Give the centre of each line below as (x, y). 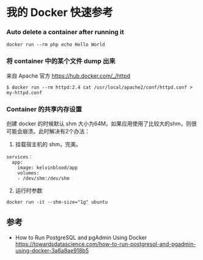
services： (20, 157)
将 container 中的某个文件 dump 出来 (61, 61)
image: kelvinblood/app (48, 168)
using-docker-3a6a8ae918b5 (52, 250)
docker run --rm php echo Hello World (56, 45)
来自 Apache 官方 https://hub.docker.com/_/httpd (68, 76)
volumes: (28, 173)
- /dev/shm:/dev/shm (43, 179)
